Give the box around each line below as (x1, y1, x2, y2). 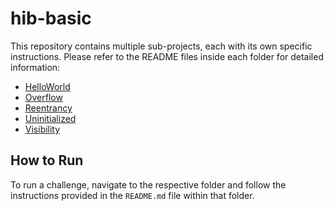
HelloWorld (24, 80, 71, 92)
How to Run (10, 152, 84, 169)
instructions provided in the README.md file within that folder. (10, 189, 255, 201)
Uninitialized (24, 112, 77, 124)
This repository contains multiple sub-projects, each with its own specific (10, 40, 313, 52)
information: (10, 61, 61, 73)
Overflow (24, 91, 63, 103)
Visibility (24, 123, 61, 135)
